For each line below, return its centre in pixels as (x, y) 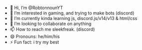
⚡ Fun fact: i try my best (34, 42)
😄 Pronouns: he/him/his (35, 36)
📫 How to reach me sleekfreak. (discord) (52, 29)
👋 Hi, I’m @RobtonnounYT (36, 8)
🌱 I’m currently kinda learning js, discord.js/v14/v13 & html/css (73, 18)
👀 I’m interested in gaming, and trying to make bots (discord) (72, 13)
